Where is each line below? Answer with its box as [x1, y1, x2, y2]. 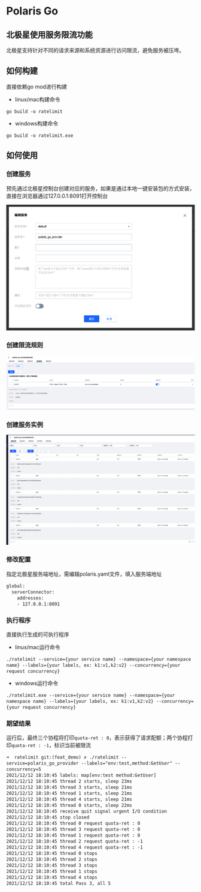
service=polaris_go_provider [6, 760, 79, 766]
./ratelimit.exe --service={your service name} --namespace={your [6, 692, 175, 698]
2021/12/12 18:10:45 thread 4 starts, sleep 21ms [6, 796, 133, 802]
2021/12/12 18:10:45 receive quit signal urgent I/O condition [6, 809, 167, 815]
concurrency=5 [6, 766, 42, 772]
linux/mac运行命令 [14, 643, 60, 651]
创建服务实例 [6, 420, 44, 429]
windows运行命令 [14, 679, 59, 687]
